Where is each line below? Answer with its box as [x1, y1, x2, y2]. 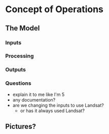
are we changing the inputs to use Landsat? [12, 102, 104, 108]
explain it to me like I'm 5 [12, 91, 65, 97]
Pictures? [5, 122, 37, 131]
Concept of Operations [5, 4, 104, 15]
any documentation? [12, 96, 56, 103]
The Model [5, 24, 40, 32]
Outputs [5, 66, 26, 73]
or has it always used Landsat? [20, 108, 85, 114]
